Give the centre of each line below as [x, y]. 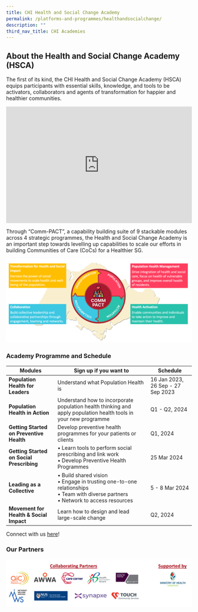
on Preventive [26, 433]
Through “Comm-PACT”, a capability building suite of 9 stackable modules [97, 231]
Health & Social [28, 514]
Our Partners [25, 549]
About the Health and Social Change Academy [93, 56]
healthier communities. [34, 98]
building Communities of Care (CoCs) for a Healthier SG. [75, 250]
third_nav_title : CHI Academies [46, 31]
